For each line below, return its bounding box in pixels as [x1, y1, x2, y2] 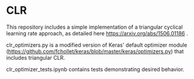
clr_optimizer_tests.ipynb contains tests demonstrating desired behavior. [6, 65, 184, 72]
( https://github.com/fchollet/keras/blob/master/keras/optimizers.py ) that [6, 47, 184, 54]
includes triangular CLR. [6, 54, 66, 61]
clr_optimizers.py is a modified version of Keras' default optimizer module [6, 41, 187, 48]
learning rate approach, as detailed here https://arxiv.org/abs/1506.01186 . [6, 29, 188, 37]
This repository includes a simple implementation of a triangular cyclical [6, 23, 183, 31]
